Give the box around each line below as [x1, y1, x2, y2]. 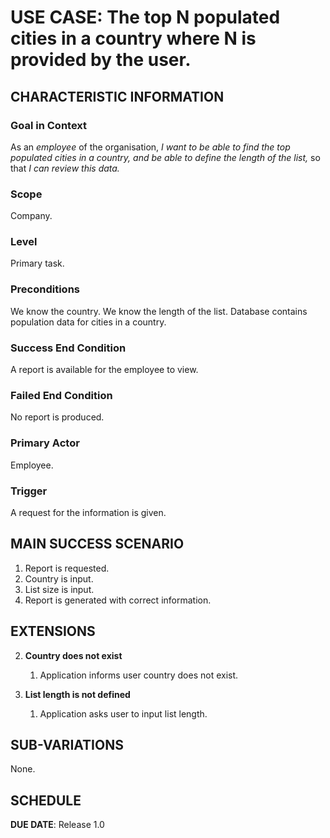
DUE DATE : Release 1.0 [10, 819, 105, 831]
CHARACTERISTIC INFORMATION [10, 88, 225, 105]
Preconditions [10, 282, 81, 296]
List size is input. [24, 583, 95, 595]
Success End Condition [10, 341, 127, 355]
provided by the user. [10, 49, 192, 71]
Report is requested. [24, 562, 110, 574]
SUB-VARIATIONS [10, 736, 124, 753]
